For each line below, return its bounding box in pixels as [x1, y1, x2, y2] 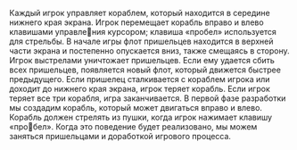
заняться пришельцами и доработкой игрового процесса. [9, 131, 232, 141]
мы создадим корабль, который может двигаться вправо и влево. [9, 103, 263, 112]
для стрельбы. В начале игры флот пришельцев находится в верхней [9, 36, 274, 46]
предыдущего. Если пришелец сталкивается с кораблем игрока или [9, 74, 270, 84]
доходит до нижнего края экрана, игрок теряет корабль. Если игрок [9, 84, 270, 94]
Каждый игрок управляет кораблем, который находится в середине [9, 8, 270, 18]
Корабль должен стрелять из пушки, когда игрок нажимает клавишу [9, 112, 273, 122]
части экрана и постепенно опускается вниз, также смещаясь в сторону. [9, 46, 290, 56]
